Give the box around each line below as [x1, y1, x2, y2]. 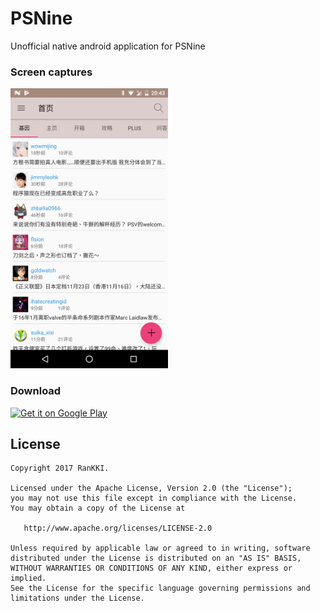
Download [10, 384, 62, 398]
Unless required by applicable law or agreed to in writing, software [10, 543, 311, 554]
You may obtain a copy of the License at [10, 503, 186, 514]
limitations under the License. [10, 593, 145, 604]
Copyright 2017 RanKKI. [10, 463, 110, 474]
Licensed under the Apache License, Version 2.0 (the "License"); [10, 483, 293, 494]
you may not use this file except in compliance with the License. [10, 493, 298, 504]
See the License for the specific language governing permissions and [10, 583, 311, 594]
